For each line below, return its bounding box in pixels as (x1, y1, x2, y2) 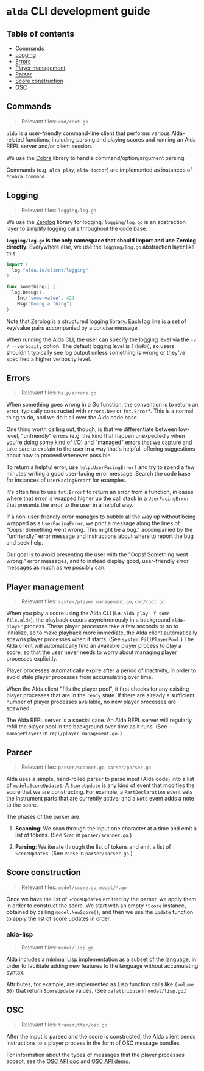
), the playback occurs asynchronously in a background (30, 616, 171, 623)
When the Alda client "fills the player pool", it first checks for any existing (6, 685, 189, 692)
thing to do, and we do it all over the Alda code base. (6, 414, 139, 421)
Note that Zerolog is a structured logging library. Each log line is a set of (6, 318, 187, 325)
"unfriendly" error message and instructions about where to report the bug (6, 532, 194, 540)
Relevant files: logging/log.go (21, 206, 97, 214)
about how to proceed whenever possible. (6, 452, 113, 459)
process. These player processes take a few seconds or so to (24, 623, 178, 630)
